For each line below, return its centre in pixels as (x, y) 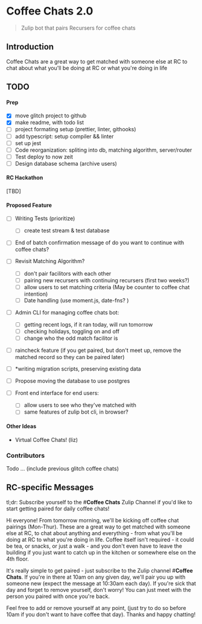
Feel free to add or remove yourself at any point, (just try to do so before (96, 608)
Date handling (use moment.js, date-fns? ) (76, 300)
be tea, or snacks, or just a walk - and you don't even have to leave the (94, 546)
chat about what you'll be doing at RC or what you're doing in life (87, 68)
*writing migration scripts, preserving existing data (78, 369)
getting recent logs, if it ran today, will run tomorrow (88, 324)
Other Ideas (21, 426)
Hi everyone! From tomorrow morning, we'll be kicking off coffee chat (93, 520)
